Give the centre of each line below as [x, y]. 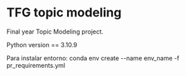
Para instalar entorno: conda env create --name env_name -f [93, 58]
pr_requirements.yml [36, 65]
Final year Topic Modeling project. [55, 31]
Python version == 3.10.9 [42, 45]
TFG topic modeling [64, 13]
